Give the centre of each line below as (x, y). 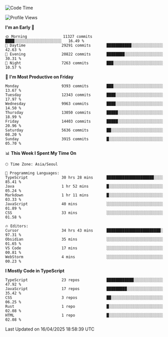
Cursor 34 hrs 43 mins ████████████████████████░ (84, 231)
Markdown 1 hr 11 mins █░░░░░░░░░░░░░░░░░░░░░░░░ (84, 195)
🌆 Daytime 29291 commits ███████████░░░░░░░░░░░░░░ (84, 45)
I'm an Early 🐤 (20, 27)
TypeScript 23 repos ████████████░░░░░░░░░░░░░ (84, 280)
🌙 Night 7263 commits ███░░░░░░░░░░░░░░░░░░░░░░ (84, 63)
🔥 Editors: (17, 226)
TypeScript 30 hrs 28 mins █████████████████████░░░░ (84, 178)
